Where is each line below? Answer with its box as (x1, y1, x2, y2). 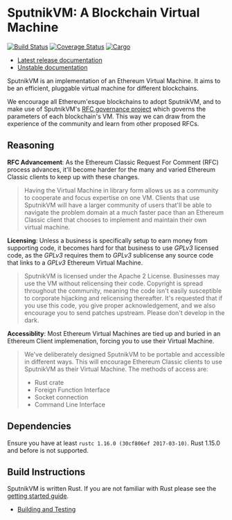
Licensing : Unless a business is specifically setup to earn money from (7, 236, 208, 244)
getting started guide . (7, 492, 69, 500)
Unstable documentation (17, 63, 88, 71)
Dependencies (7, 420, 71, 432)
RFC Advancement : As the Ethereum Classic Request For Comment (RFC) (7, 158, 220, 166)
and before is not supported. (7, 446, 89, 454)
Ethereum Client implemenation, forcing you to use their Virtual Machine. (7, 337, 215, 345)
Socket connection (34, 393, 89, 401)
